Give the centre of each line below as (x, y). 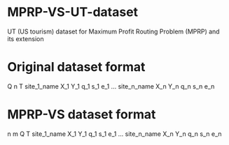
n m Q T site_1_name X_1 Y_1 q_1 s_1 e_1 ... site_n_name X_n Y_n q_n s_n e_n (114, 134)
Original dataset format (76, 67)
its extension (26, 38)
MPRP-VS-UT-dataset (73, 12)
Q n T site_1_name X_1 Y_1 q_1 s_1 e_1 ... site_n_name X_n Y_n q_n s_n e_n (111, 86)
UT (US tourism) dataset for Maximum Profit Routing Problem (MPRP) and (113, 31)
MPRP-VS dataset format (82, 115)
